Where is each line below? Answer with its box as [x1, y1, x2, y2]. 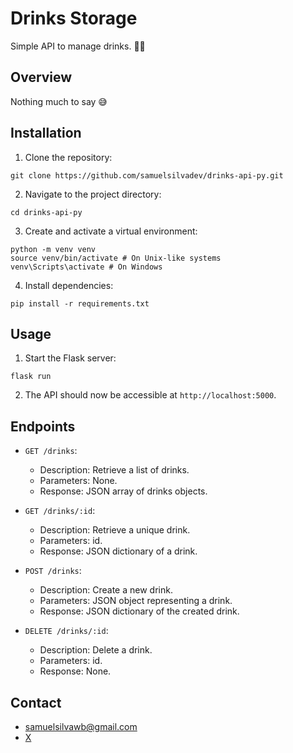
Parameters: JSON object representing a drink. [39, 595, 233, 607]
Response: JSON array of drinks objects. [39, 485, 208, 497]
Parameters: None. [39, 475, 118, 487]
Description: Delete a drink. [39, 644, 153, 656]
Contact [10, 694, 62, 711]
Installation [10, 125, 82, 142]
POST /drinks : [24, 565, 82, 577]
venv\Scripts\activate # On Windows [10, 262, 163, 272]
